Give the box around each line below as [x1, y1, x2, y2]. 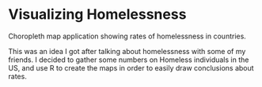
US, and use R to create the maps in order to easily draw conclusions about [8, 63, 255, 72]
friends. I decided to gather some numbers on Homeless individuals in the [8, 55, 249, 64]
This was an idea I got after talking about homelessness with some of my [8, 46, 246, 56]
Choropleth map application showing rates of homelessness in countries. [8, 31, 247, 41]
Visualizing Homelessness [8, 5, 187, 24]
